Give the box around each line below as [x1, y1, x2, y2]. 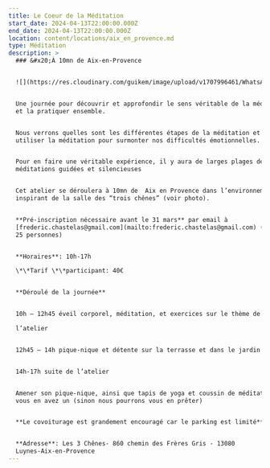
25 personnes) [15, 231, 63, 239]
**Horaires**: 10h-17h [15, 252, 92, 261]
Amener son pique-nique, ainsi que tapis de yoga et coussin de [15, 389, 235, 397]
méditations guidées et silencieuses [15, 166, 142, 174]
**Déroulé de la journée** [15, 289, 106, 297]
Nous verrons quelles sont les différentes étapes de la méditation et [15, 129, 261, 137]
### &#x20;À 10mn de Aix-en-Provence [15, 57, 142, 65]
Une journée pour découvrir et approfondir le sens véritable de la [15, 100, 250, 108]
